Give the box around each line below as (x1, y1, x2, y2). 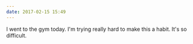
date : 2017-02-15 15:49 (6, 8, 66, 15)
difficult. (6, 31, 27, 39)
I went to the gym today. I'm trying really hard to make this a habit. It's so (6, 25, 187, 33)
